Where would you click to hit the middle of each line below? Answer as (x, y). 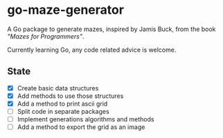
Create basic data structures (58, 88)
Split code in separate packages (63, 111)
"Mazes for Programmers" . (46, 36)
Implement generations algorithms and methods (86, 119)
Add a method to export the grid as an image (81, 127)
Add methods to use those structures (70, 96)
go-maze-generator (66, 10)
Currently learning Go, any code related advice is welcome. (92, 50)
